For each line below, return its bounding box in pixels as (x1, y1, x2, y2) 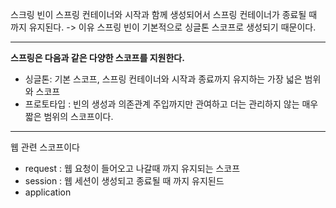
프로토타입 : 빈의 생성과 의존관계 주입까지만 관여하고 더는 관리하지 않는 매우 (24, 98, 319, 110)
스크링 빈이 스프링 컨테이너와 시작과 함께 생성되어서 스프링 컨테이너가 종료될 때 (10, 9, 318, 20)
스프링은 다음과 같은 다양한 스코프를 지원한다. (10, 52, 185, 63)
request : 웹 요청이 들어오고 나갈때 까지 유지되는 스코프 (24, 163, 241, 174)
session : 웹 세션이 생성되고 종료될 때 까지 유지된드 (24, 175, 225, 187)
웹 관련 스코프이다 (10, 141, 80, 153)
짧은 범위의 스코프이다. (24, 111, 114, 122)
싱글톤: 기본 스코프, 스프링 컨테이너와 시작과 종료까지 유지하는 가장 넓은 (24, 73, 303, 85)
